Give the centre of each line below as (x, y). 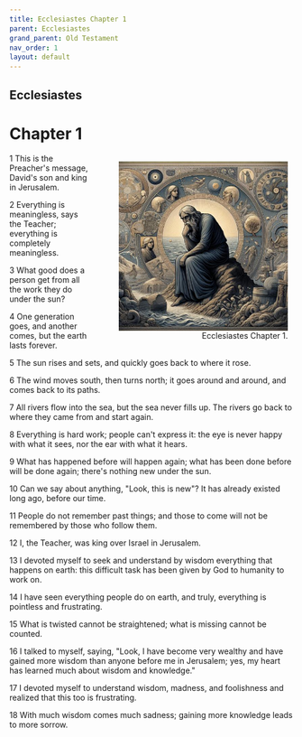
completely (30, 243)
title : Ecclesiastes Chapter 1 (68, 19)
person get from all (45, 280)
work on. (26, 580)
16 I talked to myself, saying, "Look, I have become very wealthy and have (146, 651)
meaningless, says (44, 215)
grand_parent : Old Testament (64, 38)
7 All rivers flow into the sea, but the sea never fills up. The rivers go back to (151, 407)
